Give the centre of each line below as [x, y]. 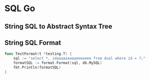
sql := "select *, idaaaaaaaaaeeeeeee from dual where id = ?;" [79, 59]
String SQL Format [33, 42]
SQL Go [20, 8]
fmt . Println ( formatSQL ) [37, 68]
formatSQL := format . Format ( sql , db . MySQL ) [58, 63]
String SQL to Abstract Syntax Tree [58, 26]
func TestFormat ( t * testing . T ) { [38, 54]
